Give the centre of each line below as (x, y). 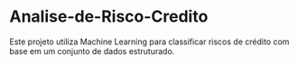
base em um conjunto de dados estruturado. (92, 51)
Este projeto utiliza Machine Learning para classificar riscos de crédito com (149, 42)
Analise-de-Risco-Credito (109, 17)
